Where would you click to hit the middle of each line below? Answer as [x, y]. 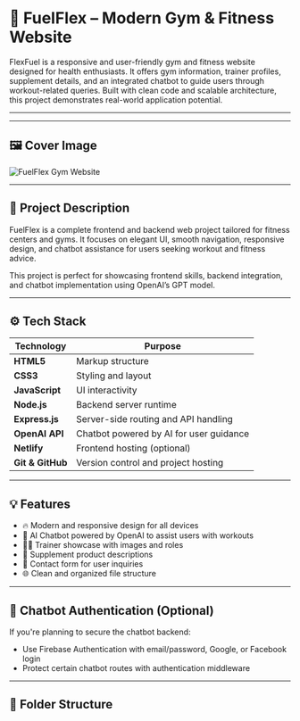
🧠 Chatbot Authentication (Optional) [112, 610]
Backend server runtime [126, 405]
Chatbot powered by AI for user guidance [162, 434]
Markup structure [112, 361]
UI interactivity [106, 390]
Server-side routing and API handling [154, 419]
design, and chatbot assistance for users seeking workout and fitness [137, 248]
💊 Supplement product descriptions [87, 555]
